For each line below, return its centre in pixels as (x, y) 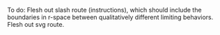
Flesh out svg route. (36, 24)
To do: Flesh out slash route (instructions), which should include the (104, 10)
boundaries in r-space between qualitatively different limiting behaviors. (110, 17)
